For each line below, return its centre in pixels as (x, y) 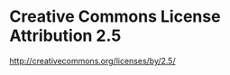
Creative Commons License (115, 17)
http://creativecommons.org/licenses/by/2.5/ (92, 61)
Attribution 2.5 (65, 36)
